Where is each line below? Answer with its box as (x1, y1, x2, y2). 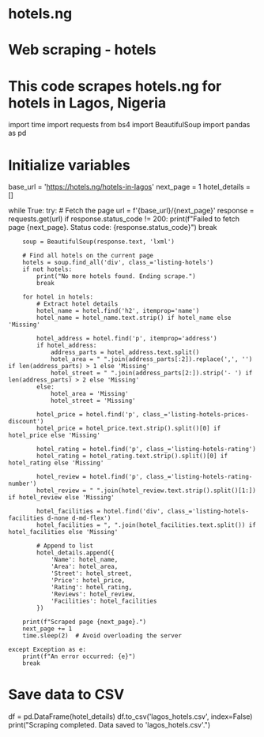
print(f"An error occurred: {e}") (22, 652, 136, 660)
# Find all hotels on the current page (22, 252, 154, 260)
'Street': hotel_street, (50, 570, 133, 577)
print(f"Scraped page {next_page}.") (22, 618, 147, 626)
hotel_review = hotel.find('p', (36, 473, 144, 481)
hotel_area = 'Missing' (50, 390, 129, 398)
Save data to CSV (8, 686, 125, 704)
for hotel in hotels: (22, 293, 93, 301)
